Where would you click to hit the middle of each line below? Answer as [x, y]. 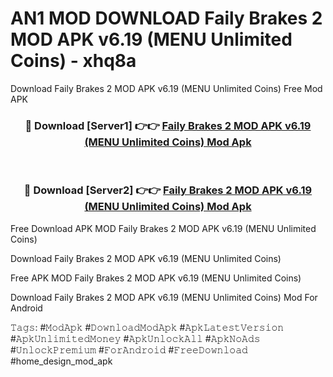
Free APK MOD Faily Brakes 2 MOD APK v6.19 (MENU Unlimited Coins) [156, 278]
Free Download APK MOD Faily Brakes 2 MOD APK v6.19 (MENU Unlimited [163, 228]
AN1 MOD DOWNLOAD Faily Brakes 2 [166, 18]
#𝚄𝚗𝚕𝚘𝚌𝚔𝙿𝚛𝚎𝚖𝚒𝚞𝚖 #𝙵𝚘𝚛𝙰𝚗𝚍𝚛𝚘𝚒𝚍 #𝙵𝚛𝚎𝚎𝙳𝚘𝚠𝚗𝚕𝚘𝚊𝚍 [129, 349]
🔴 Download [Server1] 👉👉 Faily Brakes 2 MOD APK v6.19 [168, 125]
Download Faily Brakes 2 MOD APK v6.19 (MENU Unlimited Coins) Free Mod [166, 88]
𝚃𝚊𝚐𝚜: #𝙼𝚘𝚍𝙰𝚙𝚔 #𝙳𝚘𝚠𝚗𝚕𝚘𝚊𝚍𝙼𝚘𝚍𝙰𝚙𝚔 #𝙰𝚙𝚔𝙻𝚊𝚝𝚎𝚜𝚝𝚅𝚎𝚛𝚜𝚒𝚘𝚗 [147, 327]
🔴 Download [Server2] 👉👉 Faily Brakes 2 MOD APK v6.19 [168, 190]
